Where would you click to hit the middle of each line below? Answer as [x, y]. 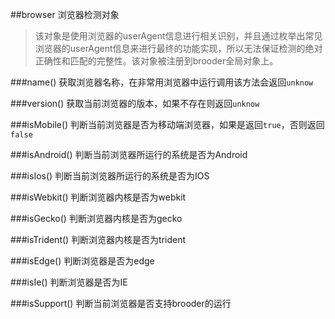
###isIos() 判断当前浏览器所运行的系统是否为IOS [110, 176]
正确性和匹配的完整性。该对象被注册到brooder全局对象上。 [156, 61]
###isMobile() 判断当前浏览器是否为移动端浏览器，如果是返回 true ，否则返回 [167, 124]
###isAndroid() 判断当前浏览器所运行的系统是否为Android [129, 154]
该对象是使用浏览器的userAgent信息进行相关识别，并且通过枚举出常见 [178, 36]
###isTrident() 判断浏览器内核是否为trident [98, 239]
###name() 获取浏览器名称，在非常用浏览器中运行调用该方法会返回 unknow [162, 82]
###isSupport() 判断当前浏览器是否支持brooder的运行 [121, 303]
